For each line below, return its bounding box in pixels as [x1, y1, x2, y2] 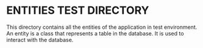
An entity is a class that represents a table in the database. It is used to [6, 29, 184, 37]
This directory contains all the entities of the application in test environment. [6, 23, 198, 31]
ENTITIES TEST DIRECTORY [6, 4, 149, 17]
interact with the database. [6, 36, 74, 43]
